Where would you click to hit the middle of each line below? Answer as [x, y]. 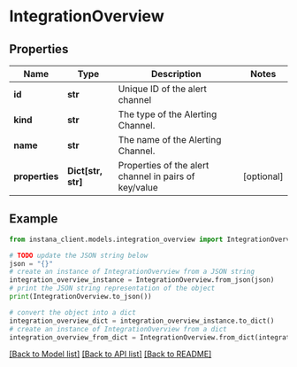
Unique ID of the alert [163, 89]
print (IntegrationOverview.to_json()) [80, 297]
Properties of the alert [164, 165]
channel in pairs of [156, 176]
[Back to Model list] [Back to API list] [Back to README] [110, 354]
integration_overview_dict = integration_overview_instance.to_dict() [142, 321]
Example [34, 219]
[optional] [263, 176]
